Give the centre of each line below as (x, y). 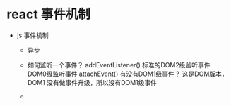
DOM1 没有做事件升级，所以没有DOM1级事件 (92, 82)
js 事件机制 (32, 35)
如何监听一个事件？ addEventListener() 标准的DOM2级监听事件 (119, 65)
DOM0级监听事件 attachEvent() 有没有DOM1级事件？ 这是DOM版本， (128, 74)
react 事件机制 (49, 14)
